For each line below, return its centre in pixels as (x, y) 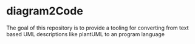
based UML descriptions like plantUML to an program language (86, 34)
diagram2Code (45, 11)
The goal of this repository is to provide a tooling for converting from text (98, 28)
